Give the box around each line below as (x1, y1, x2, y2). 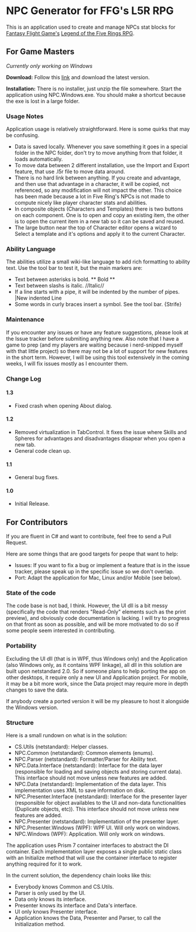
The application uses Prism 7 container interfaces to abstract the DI (6, 842, 169, 849)
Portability (6, 642, 37, 650)
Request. (6, 539, 27, 546)
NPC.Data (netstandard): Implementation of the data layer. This (14, 781, 167, 788)
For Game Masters (6, 47, 75, 57)
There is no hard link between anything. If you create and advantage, (14, 174, 181, 181)
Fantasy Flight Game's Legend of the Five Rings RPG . (6, 29, 135, 36)
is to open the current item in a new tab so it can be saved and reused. (14, 218, 185, 225)
